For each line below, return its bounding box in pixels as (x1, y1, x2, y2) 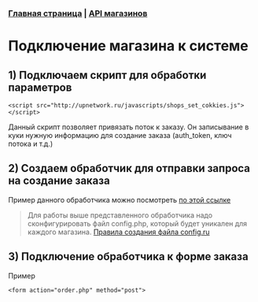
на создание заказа (8, 174, 110, 188)
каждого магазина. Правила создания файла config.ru (27, 227, 210, 237)
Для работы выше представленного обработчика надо (27, 210, 213, 220)
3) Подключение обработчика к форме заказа (8, 250, 249, 263)
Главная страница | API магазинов (8, 8, 148, 19)
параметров (8, 80, 72, 94)
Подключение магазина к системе (8, 37, 249, 55)
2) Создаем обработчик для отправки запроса (8, 162, 250, 175)
